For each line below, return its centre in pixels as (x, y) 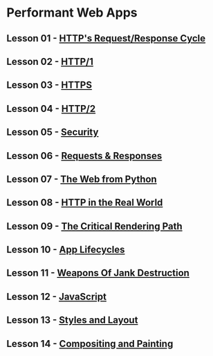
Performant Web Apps (72, 13)
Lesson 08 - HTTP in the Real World (85, 203)
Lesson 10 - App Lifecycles (66, 250)
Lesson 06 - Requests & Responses (84, 156)
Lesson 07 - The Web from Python (82, 179)
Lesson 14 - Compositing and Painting (90, 344)
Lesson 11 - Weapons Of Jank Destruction (98, 273)
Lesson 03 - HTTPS (49, 85)
